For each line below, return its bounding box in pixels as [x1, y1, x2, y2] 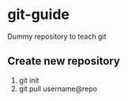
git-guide [7, 6, 70, 24]
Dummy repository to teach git [7, 32, 107, 41]
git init [18, 75, 40, 84]
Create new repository [7, 54, 120, 68]
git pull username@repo [18, 84, 98, 93]
